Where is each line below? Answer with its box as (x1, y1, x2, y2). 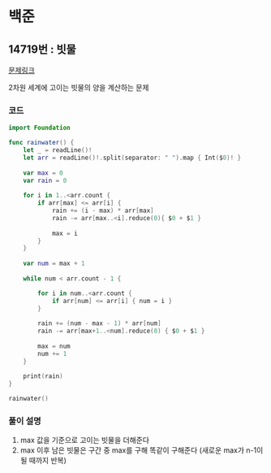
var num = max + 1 (23, 259, 85, 268)
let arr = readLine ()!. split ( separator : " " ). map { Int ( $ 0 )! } (23, 154, 242, 162)
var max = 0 (23, 168, 63, 177)
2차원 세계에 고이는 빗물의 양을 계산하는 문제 (8, 83, 149, 92)
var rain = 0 (23, 176, 67, 184)
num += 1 (37, 349, 67, 358)
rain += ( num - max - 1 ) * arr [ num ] (37, 319, 161, 328)
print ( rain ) (23, 372, 63, 380)
